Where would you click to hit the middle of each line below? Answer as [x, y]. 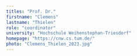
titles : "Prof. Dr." [31, 11]
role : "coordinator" [31, 28]
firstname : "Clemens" [32, 17]
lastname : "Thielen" [31, 22]
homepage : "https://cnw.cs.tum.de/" [50, 38]
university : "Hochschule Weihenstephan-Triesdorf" [69, 33]
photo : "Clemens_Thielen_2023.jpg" [49, 44]
